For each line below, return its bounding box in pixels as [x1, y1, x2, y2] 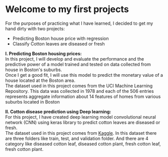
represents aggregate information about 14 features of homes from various [5, 93, 161, 99]
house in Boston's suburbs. [5, 67, 62, 73]
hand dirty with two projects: [5, 25, 65, 31]
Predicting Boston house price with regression [12, 35, 109, 41]
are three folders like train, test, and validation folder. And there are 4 [5, 135, 149, 141]
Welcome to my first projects [5, 4, 129, 15]
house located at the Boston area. [5, 77, 76, 83]
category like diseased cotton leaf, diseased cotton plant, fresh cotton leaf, [5, 140, 161, 147]
